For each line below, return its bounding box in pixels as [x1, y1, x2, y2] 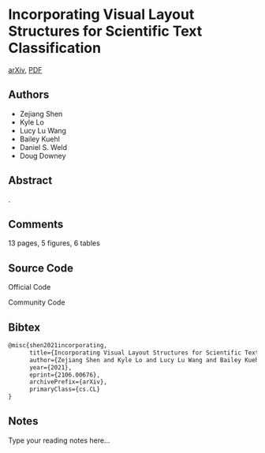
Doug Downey [19, 151, 66, 160]
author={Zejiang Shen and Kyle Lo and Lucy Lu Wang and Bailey [28, 356, 242, 364]
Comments [8, 217, 64, 230]
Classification [8, 39, 101, 57]
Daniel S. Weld [19, 142, 68, 152]
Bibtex [8, 320, 41, 334]
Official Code [8, 283, 51, 292]
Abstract [8, 174, 53, 187]
